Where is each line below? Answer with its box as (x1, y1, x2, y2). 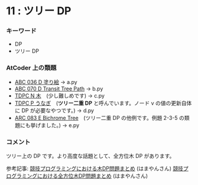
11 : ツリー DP (6, 4, 72, 18)
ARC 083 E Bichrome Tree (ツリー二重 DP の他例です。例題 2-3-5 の (14, 114, 185, 121)
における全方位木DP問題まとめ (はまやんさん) (37, 173, 148, 180)
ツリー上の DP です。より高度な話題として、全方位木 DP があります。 (6, 152, 175, 160)
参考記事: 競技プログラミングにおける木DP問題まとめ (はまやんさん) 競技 (6, 165, 184, 172)
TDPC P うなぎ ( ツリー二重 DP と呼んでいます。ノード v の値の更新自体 (14, 99, 192, 106)
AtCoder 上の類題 (6, 64, 57, 72)
